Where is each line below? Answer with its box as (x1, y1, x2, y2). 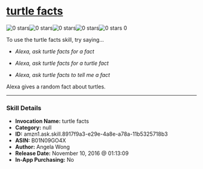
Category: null (14, 124, 52, 131)
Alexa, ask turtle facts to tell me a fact (14, 71, 111, 78)
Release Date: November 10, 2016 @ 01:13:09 (14, 150, 129, 157)
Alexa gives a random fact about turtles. (6, 83, 106, 90)
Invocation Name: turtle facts (14, 118, 89, 125)
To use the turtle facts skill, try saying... (6, 36, 105, 43)
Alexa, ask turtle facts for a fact (14, 47, 95, 55)
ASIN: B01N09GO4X (14, 137, 66, 144)
